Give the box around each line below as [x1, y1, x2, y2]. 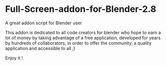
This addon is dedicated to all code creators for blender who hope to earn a [5, 29, 161, 35]
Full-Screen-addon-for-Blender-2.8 [5, 3, 156, 15]
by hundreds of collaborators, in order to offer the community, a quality [5, 40, 151, 46]
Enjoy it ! [5, 55, 23, 61]
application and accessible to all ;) [5, 45, 75, 51]
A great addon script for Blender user [5, 20, 82, 26]
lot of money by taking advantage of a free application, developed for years [5, 35, 161, 41]
